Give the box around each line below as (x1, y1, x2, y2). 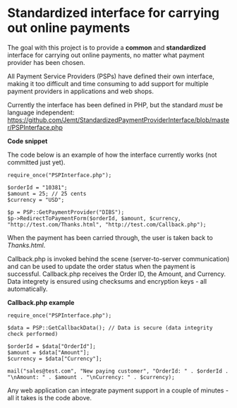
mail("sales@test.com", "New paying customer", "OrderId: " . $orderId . (7, 367, 229, 375)
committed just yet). (7, 157, 66, 167)
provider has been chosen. (7, 58, 86, 66)
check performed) (7, 330, 59, 337)
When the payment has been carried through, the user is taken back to (7, 233, 213, 241)
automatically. (7, 284, 48, 293)
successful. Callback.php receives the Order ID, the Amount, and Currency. (7, 270, 226, 278)
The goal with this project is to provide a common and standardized (7, 43, 206, 52)
